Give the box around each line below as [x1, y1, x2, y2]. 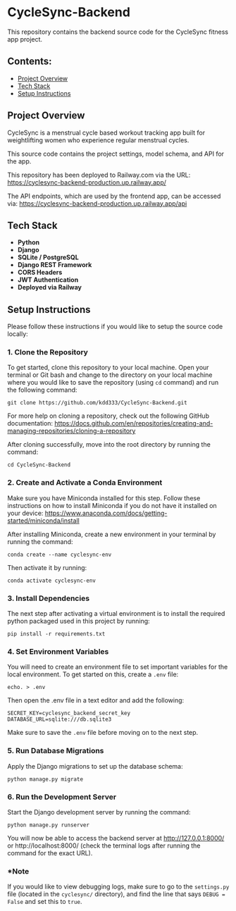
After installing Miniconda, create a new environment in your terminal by [7, 530, 216, 538]
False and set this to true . [7, 898, 82, 906]
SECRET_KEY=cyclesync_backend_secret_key [7, 709, 131, 717]
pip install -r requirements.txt [7, 631, 106, 638]
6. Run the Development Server [7, 792, 117, 802]
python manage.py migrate [7, 776, 83, 783]
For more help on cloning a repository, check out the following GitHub [7, 411, 210, 420]
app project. [7, 35, 43, 43]
